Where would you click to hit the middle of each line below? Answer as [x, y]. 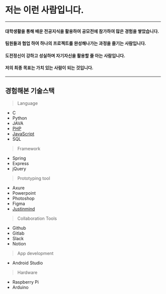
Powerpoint [24, 193]
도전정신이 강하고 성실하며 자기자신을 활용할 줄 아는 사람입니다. [65, 55]
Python [20, 118]
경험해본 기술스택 [30, 91]
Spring [19, 158]
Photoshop [23, 198]
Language [27, 103]
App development [35, 253]
